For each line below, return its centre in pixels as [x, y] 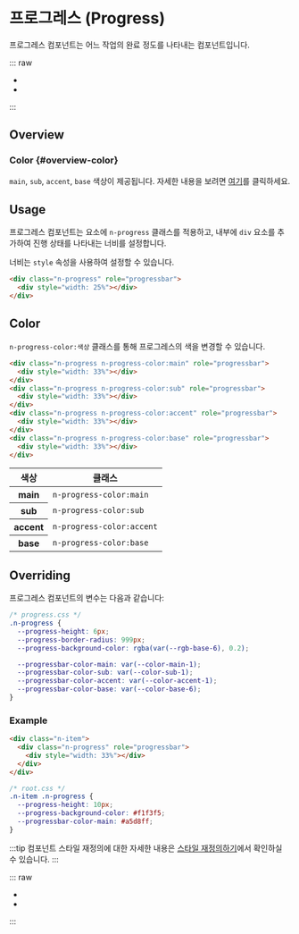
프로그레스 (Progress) [87, 18]
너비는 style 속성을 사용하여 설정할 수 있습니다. [92, 262]
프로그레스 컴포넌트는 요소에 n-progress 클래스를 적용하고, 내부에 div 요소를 [142, 232]
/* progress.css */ [46, 615]
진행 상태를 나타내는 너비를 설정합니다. [100, 243]
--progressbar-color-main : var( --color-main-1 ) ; [109, 664]
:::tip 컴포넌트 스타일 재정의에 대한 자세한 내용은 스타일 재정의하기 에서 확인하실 [146, 848]
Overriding [40, 575]
